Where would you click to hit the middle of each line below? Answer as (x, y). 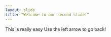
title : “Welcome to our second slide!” (47, 15)
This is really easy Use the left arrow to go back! (56, 29)
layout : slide (20, 10)
